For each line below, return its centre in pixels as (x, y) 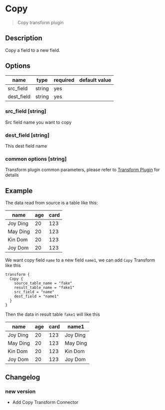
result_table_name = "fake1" (44, 288)
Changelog (23, 377)
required (64, 80)
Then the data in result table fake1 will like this (53, 314)
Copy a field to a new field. (33, 50)
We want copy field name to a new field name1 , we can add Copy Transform (80, 260)
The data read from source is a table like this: (52, 203)
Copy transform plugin (40, 22)
